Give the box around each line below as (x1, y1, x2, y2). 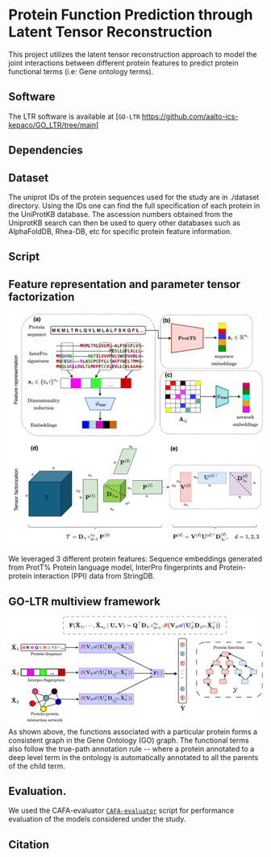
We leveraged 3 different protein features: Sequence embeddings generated (8, 554, 263, 564)
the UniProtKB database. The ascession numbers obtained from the (8, 209, 233, 219)
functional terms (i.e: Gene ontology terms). (8, 66, 154, 76)
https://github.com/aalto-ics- (141, 111, 239, 121)
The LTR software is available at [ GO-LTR (8, 111, 140, 121)
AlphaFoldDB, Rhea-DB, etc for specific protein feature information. (8, 226, 232, 236)
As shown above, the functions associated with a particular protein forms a (8, 726, 258, 736)
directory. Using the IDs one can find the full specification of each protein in (8, 200, 261, 211)
